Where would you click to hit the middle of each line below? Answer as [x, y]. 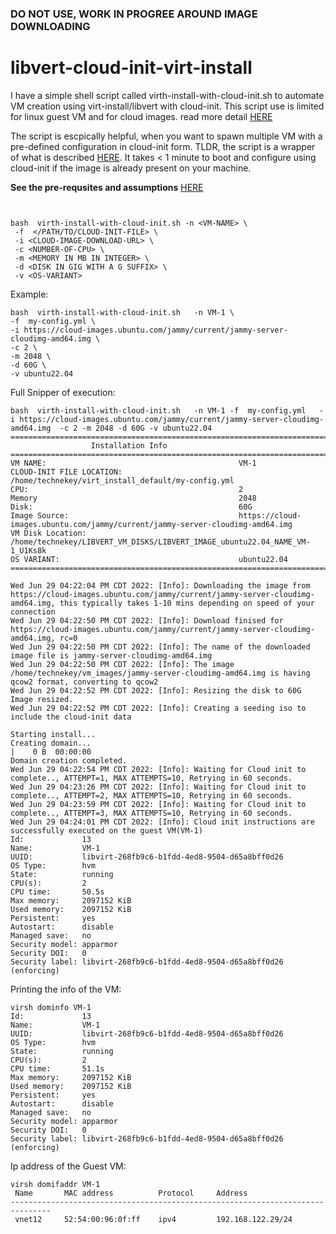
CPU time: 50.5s [57, 892]
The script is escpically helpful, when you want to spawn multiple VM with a [166, 136]
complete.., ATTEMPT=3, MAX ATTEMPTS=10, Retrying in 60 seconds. [151, 813]
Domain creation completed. [69, 760]
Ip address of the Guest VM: [68, 1166]
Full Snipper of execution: [63, 392]
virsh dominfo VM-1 [51, 1007]
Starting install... [53, 734]
